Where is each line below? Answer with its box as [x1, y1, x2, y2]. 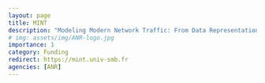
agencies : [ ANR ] [8, 63, 62, 71]
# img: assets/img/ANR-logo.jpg [8, 33, 114, 42]
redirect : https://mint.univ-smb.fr [8, 56, 129, 64]
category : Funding [8, 48, 69, 56]
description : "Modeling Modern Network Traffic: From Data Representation [8, 26, 259, 34]
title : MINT [8, 19, 47, 27]
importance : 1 [8, 41, 55, 49]
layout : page [8, 11, 51, 20]
